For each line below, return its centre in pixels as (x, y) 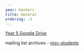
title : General (21, 14)
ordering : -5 (19, 19)
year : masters (20, 10)
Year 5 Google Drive (26, 33)
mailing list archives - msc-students (42, 43)
